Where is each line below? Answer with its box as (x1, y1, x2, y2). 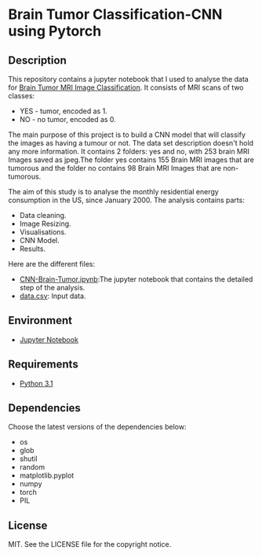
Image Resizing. (19, 219, 72, 228)
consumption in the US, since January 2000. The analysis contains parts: (8, 195, 245, 205)
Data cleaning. (19, 211, 67, 219)
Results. (19, 244, 45, 253)
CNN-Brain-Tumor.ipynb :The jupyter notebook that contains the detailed (19, 275, 253, 284)
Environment (8, 314, 73, 327)
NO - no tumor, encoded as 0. (19, 115, 116, 124)
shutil (19, 454, 38, 463)
